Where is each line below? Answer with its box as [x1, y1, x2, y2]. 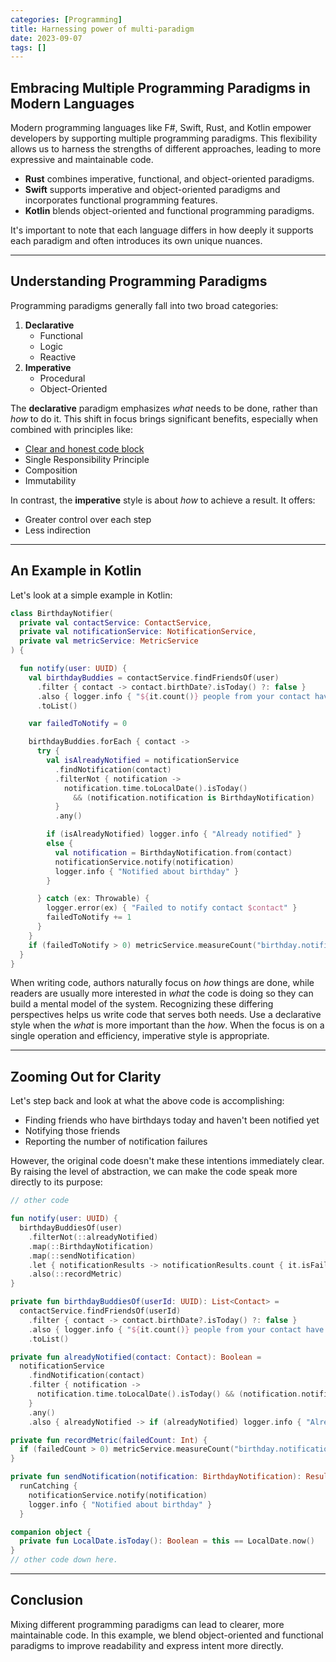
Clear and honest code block [24, 442, 145, 455]
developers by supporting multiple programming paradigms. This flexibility [10, 132, 318, 145]
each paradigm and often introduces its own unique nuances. [10, 235, 263, 247]
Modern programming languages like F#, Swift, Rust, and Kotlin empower [10, 122, 312, 134]
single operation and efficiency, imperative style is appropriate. [10, 1030, 270, 1042]
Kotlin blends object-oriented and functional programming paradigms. [24, 205, 315, 217]
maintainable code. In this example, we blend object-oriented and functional [10, 1629, 324, 1641]
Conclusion [10, 1592, 84, 1609]
